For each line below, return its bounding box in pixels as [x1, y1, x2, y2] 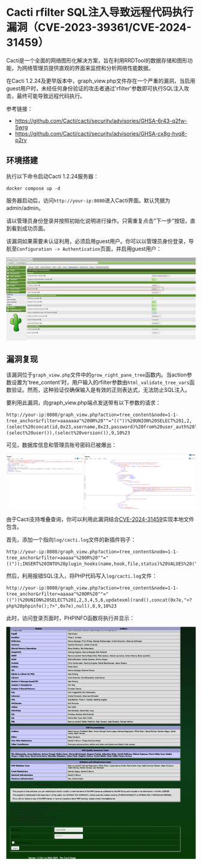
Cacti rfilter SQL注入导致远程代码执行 [6, 5, 194, 19]
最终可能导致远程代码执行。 [16, 92, 85, 100]
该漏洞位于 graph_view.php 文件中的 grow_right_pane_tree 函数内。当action [6, 371, 187, 378]
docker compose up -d [6, 185, 61, 191]
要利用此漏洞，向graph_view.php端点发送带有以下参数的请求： [6, 399, 161, 406]
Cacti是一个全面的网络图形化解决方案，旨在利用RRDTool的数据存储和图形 [6, 57, 188, 64]
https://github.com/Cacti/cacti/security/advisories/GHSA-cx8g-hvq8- [14, 130, 188, 137]
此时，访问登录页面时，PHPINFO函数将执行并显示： [6, 614, 135, 622]
